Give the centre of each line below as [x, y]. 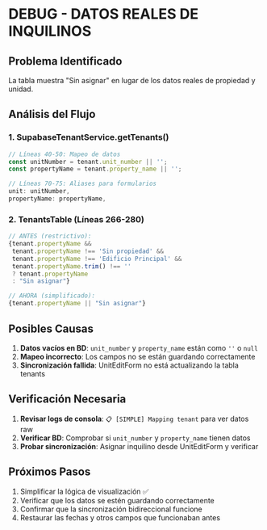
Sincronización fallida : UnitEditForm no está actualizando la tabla [129, 365]
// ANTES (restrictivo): [50, 236]
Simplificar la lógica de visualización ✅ [84, 491]
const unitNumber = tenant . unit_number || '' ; [88, 162]
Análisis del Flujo [52, 114]
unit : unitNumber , [39, 191]
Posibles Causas [51, 328]
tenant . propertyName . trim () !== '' [71, 266]
